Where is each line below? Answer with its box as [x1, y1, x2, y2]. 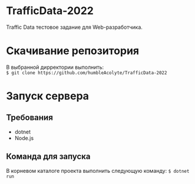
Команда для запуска [6, 152, 91, 162]
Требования [6, 113, 53, 123]
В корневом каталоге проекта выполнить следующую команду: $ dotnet [6, 167, 190, 174]
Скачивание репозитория [6, 44, 140, 58]
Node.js [14, 134, 34, 142]
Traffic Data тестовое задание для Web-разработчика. [6, 24, 143, 31]
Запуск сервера [6, 89, 90, 103]
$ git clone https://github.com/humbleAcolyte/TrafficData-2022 [6, 69, 167, 76]
